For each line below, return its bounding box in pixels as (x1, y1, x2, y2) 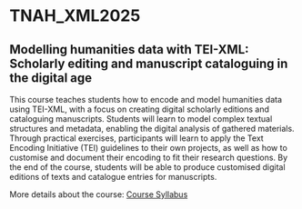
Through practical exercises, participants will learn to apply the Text (9, 133, 264, 144)
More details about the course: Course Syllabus (9, 189, 188, 200)
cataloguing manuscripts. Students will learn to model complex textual (9, 114, 273, 124)
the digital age (9, 70, 93, 85)
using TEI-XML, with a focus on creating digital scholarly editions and (9, 104, 270, 114)
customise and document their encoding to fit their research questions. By (9, 152, 288, 163)
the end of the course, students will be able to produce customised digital (9, 162, 286, 173)
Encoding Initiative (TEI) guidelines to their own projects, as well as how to (9, 143, 288, 153)
